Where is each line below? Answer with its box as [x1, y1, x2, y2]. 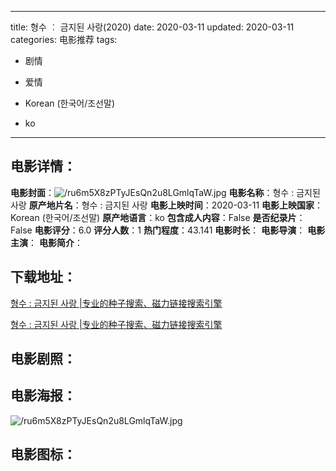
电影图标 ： [10, 446, 77, 463]
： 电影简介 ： [28, 236, 83, 248]
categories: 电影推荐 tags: [10, 34, 118, 45]
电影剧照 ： [10, 351, 77, 368]
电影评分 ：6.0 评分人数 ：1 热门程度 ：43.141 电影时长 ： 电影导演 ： [34, 224, 306, 236]
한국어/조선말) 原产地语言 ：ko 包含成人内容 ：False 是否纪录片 [44, 211, 297, 223]
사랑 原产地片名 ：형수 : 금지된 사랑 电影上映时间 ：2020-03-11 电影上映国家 [10, 199, 315, 211]
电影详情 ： [10, 158, 77, 175]
